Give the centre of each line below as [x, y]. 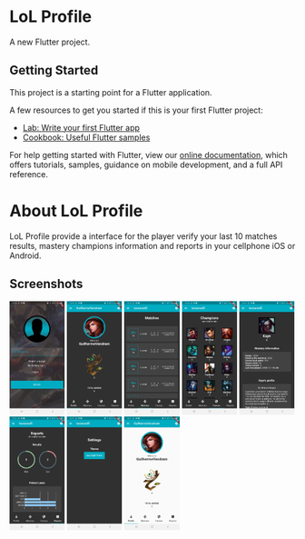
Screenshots [46, 284]
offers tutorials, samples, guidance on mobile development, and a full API [146, 165]
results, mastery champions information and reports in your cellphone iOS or [152, 245]
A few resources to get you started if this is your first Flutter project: [136, 110]
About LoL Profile [76, 210]
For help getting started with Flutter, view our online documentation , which [149, 155]
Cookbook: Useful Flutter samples [86, 137]
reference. [29, 174]
